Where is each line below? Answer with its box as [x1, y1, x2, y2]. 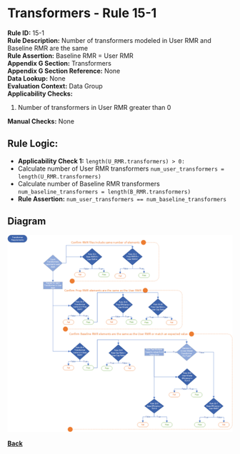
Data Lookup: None [7, 74, 66, 83]
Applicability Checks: [7, 89, 73, 98]
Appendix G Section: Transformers [7, 59, 112, 67]
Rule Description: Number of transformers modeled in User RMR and [7, 36, 212, 44]
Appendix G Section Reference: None [7, 66, 121, 75]
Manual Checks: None [7, 116, 75, 126]
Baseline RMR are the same [7, 44, 88, 52]
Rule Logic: [7, 138, 59, 150]
